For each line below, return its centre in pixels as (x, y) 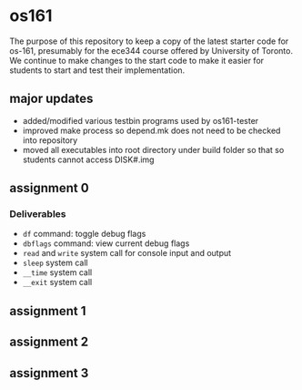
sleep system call (55, 263)
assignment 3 (49, 373)
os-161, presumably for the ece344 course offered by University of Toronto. (151, 50)
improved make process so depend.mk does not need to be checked (151, 130)
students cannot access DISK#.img (88, 159)
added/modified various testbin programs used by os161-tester (141, 120)
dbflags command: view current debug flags (106, 243)
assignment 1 (48, 311)
